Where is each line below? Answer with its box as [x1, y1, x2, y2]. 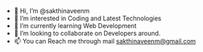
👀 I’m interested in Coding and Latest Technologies [13, 14, 162, 22]
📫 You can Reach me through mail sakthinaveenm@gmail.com [13, 37, 197, 45]
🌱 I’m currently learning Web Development [13, 22, 137, 30]
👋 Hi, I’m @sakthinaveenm [13, 7, 90, 15]
